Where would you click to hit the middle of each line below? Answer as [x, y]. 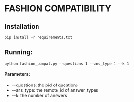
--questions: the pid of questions [45, 85]
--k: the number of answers [39, 96]
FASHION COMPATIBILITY [58, 8]
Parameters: [17, 74]
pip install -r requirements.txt [38, 37]
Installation [22, 26]
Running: [19, 52]
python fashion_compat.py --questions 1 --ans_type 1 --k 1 [67, 64]
